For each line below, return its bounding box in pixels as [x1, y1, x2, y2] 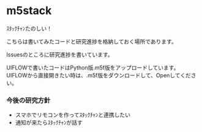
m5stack [6, 4, 52, 18]
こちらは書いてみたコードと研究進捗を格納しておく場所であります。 [6, 37, 178, 45]
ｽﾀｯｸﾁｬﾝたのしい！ [6, 25, 52, 32]
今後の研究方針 [6, 96, 51, 104]
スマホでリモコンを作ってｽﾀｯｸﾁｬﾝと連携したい [15, 111, 130, 118]
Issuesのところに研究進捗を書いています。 [6, 50, 113, 58]
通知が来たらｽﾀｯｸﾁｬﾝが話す [15, 119, 83, 126]
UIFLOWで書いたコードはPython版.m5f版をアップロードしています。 [6, 64, 179, 71]
